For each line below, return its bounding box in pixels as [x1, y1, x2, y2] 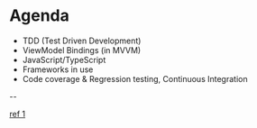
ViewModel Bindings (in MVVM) [22, 44, 142, 55]
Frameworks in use [22, 64, 94, 75]
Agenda [9, 5, 69, 26]
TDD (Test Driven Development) [22, 35, 142, 46]
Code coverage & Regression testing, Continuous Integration [22, 73, 248, 84]
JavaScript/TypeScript [22, 54, 106, 65]
